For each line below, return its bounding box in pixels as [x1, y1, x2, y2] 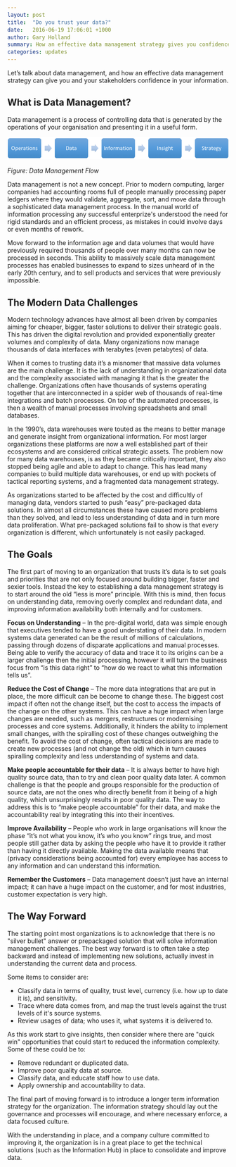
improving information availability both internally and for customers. [7, 604, 203, 613]
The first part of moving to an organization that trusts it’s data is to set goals [7, 567, 227, 575]
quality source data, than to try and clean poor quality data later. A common [7, 773, 226, 781]
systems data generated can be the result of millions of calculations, [7, 633, 205, 642]
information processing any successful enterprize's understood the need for [7, 210, 228, 218]
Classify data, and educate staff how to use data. [17, 1073, 160, 1082]
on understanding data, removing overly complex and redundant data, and [7, 597, 223, 606]
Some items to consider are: [7, 973, 89, 981]
